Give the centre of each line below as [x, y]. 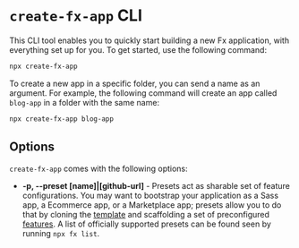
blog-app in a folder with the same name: [84, 102]
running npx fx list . [61, 233]
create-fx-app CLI [76, 16]
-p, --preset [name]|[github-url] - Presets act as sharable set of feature [156, 185]
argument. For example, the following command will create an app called [143, 93]
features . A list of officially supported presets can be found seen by [146, 224]
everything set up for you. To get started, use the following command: [138, 49]
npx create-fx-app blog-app [62, 119]
